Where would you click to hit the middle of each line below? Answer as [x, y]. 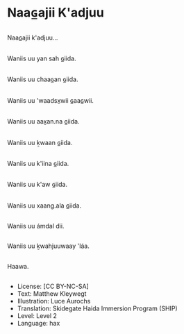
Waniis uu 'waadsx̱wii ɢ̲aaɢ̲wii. [50, 100]
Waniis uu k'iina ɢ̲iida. [38, 163]
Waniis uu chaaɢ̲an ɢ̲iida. [43, 79]
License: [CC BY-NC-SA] [53, 286]
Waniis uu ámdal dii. [36, 226]
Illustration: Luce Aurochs [54, 301]
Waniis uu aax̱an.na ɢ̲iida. [43, 122]
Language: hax [39, 324]
